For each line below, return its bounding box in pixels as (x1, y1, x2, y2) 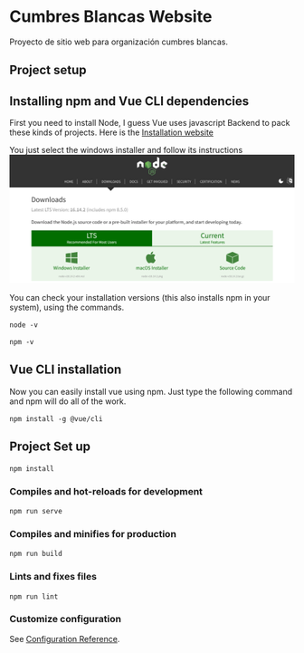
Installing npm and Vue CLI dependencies (9, 93, 250, 109)
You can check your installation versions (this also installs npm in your (9, 293, 271, 303)
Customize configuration (9, 613, 122, 626)
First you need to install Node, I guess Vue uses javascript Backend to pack (9, 118, 290, 129)
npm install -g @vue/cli (9, 414, 103, 423)
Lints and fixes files (9, 571, 98, 583)
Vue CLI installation (9, 362, 122, 378)
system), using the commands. (9, 302, 125, 313)
